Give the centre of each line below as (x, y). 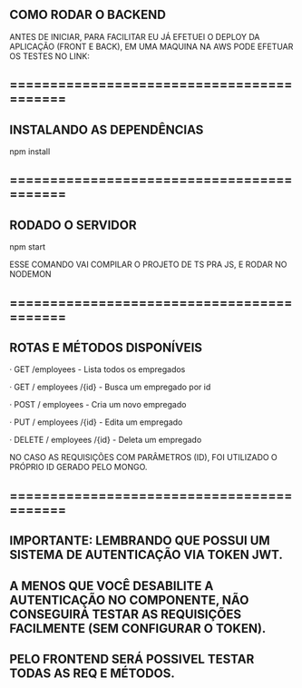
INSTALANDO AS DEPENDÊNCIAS (107, 129)
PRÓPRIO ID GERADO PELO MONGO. (78, 467)
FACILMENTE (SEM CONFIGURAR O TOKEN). (138, 629)
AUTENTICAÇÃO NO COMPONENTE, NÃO (129, 600)
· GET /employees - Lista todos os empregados (97, 369)
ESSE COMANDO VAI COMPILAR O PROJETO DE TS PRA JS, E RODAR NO (148, 265)
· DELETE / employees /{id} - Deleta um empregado (106, 440)
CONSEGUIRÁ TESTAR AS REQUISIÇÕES (126, 614)
